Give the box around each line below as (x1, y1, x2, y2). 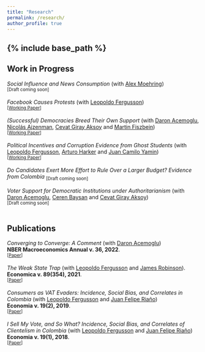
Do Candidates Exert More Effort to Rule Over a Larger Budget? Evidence (7, 166, 192, 174)
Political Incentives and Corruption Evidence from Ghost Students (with (7, 141, 187, 148)
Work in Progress (7, 64, 75, 74)
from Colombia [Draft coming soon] (7, 172, 88, 182)
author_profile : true (7, 20, 62, 26)
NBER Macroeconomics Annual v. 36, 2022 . (7, 246, 121, 254)
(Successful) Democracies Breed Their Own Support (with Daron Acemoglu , (7, 117, 199, 124)
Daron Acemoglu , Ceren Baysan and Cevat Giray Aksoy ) (7, 194, 149, 201)
